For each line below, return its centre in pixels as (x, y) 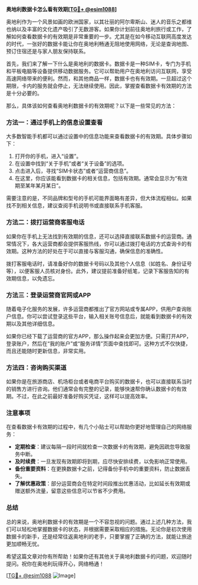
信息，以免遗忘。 (37, 278)
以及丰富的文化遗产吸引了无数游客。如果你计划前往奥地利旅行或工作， (101, 29)
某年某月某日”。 (44, 186)
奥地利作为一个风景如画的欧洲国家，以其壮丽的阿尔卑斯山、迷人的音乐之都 (96, 22)
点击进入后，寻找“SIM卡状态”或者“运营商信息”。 (73, 171)
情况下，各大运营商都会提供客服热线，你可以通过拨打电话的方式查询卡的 (99, 243)
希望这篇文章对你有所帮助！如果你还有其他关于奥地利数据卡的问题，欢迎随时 (99, 556)
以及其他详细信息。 (34, 323)
